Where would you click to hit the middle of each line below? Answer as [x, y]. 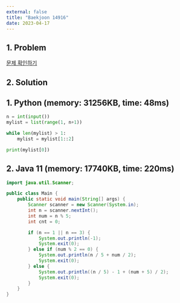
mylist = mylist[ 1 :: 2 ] [46, 139]
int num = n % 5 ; [50, 216]
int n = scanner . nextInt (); [63, 210]
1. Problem [26, 47]
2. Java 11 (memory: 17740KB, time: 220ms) [90, 169]
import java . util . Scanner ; [40, 183]
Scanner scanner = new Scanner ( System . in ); [83, 205]
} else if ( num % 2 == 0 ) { [63, 249]
